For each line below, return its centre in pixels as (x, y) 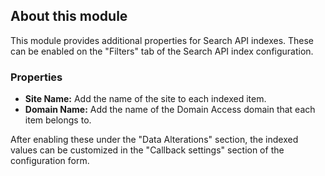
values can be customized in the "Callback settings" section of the (147, 150)
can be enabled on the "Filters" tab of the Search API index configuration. (162, 51)
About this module (69, 16)
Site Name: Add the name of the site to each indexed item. (145, 99)
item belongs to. (58, 120)
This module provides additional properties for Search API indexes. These (162, 40)
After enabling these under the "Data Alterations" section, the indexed (154, 140)
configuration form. (50, 161)
